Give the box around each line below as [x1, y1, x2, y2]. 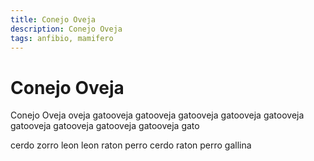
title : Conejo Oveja [10, 14, 97, 25]
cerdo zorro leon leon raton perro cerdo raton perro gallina [10, 139, 252, 151]
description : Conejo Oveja [10, 24, 123, 34]
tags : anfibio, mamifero [10, 33, 114, 43]
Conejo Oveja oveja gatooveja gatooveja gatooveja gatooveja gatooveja [10, 109, 305, 121]
